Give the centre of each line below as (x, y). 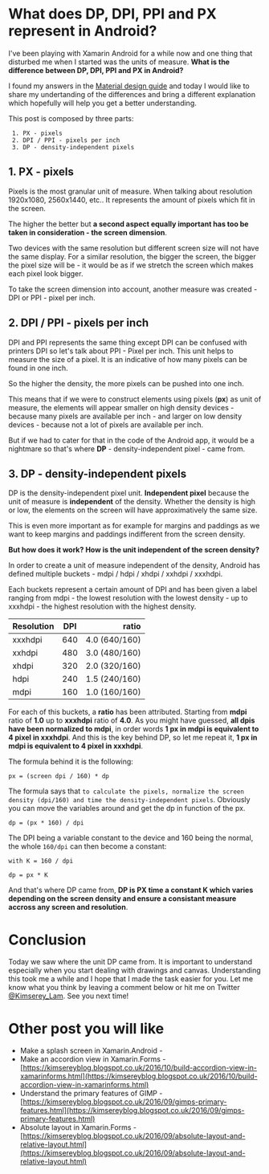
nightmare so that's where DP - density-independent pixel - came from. (127, 448)
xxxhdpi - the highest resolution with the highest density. (102, 606)
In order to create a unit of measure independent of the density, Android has (134, 565)
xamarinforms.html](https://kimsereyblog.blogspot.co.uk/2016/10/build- (139, 1076)
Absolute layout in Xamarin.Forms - (78, 1127)
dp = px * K (28, 875)
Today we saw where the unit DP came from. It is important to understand (130, 962)
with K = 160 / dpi (41, 861)
